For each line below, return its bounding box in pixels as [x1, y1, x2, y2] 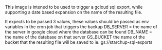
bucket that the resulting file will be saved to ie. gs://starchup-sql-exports [5, 39, 153, 45]
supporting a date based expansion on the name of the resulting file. [5, 9, 143, 15]
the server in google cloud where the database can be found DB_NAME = [5, 29, 152, 34]
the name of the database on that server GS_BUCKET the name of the [5, 34, 145, 40]
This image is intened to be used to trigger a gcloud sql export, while [5, 4, 143, 10]
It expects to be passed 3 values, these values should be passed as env [5, 19, 149, 24]
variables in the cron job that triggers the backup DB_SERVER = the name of [5, 24, 157, 30]
